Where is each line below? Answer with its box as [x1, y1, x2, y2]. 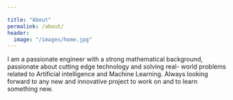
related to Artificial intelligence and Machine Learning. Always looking [7, 70, 209, 78]
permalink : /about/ [7, 22, 64, 30]
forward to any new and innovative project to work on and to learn [7, 78, 198, 86]
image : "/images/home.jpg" [13, 36, 92, 43]
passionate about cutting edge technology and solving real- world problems [7, 62, 226, 71]
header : [7, 29, 30, 36]
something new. [7, 85, 53, 93]
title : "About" [7, 16, 52, 23]
